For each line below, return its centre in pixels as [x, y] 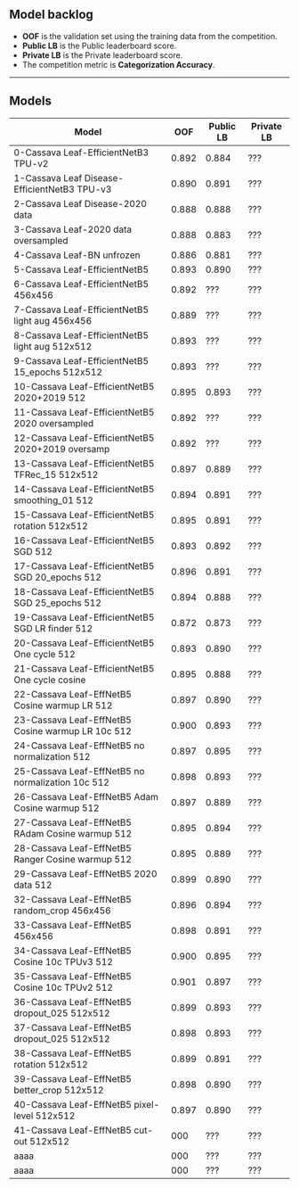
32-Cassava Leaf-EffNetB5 [73, 899]
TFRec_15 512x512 [56, 474]
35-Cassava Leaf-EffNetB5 [73, 976]
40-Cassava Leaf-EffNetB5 [73, 1104]
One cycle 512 [44, 654]
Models [30, 101]
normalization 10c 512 [61, 782]
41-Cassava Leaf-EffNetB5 [73, 1130]
